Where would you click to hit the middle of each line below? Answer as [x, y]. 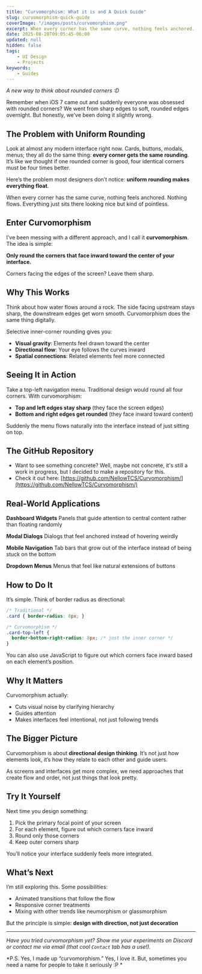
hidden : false [24, 46]
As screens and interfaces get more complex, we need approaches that [95, 771]
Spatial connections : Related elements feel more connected [90, 356]
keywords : [19, 68]
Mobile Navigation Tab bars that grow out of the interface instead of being [99, 548]
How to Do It [29, 585]
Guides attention [35, 713]
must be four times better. [38, 168]
